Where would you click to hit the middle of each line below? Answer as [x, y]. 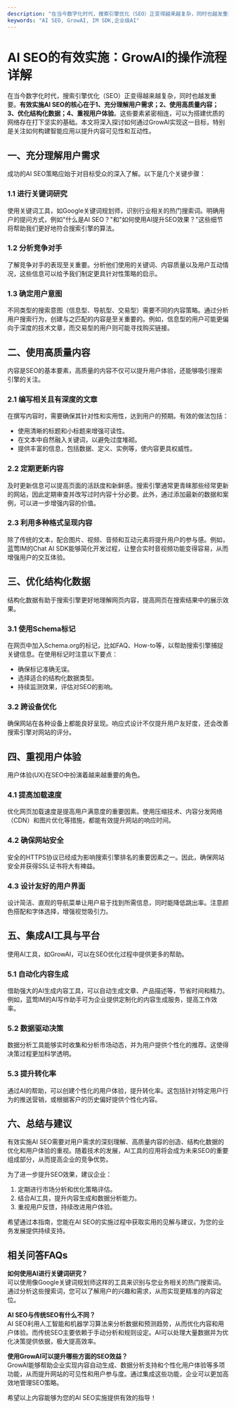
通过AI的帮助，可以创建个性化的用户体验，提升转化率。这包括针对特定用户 [115, 1090]
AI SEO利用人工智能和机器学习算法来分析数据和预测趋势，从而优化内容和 [113, 1324]
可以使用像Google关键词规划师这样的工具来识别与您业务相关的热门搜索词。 [116, 1283]
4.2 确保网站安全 [36, 841]
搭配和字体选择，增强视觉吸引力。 [63, 911]
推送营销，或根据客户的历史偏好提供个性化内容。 [90, 1099]
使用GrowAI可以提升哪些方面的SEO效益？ [68, 1357]
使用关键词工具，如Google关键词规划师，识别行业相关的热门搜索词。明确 [113, 210]
